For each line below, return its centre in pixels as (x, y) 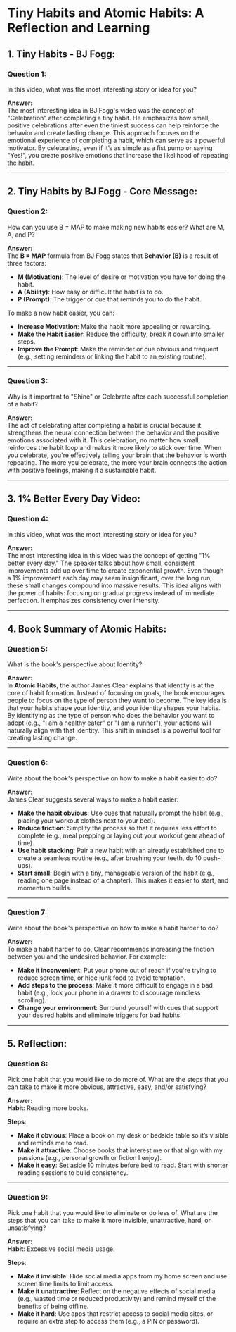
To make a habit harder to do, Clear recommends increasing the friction (111, 949)
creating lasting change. (42, 738)
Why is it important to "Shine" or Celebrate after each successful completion (118, 397)
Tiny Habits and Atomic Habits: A (106, 13)
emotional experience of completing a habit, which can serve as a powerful (116, 140)
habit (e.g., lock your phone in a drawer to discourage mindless (109, 992)
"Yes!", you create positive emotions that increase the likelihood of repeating (118, 155)
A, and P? (21, 235)
